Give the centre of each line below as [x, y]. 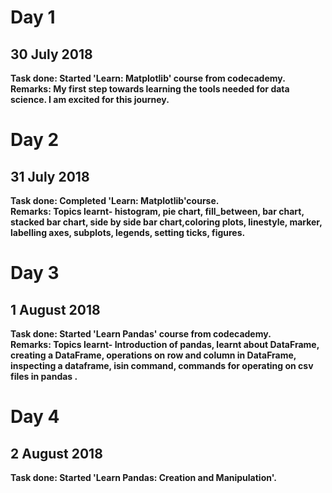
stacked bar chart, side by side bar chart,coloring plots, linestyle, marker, [166, 222]
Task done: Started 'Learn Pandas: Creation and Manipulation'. [143, 477]
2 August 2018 [56, 453]
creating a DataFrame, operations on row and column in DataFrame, [153, 355]
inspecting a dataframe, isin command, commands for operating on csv [162, 365]
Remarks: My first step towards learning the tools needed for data [150, 89]
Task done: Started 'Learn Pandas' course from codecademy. [141, 334]
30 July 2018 [51, 54]
